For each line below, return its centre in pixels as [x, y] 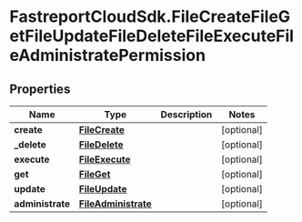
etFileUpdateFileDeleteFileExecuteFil [151, 36]
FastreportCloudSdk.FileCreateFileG [150, 17]
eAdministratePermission [108, 55]
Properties [40, 89]
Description [186, 114]
